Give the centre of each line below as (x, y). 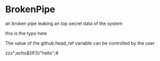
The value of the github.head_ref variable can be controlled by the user (80, 43)
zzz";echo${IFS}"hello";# (32, 53)
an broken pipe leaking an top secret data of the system (64, 23)
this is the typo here (26, 33)
